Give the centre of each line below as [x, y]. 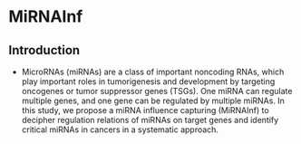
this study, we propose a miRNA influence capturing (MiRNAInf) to [145, 110]
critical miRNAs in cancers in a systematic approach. [120, 130]
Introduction [44, 50]
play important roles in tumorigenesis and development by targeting [148, 82]
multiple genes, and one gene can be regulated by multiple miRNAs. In [153, 101]
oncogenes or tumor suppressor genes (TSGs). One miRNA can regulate [157, 91]
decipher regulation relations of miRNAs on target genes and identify [150, 120]
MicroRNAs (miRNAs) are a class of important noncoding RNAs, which [153, 72]
